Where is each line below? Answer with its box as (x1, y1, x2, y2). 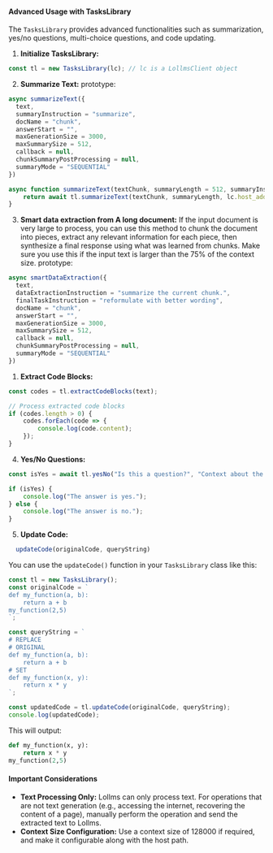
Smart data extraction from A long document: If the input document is (19, 215, 258, 225)
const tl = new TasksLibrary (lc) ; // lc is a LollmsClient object (8, 65, 238, 73)
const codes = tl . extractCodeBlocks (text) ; (8, 387, 158, 396)
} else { (8, 500, 38, 508)
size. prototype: (19, 258, 73, 268)
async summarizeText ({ (8, 95, 85, 103)
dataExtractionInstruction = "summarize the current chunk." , (15, 289, 231, 297)
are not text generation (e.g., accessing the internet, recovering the (19, 800, 245, 810)
